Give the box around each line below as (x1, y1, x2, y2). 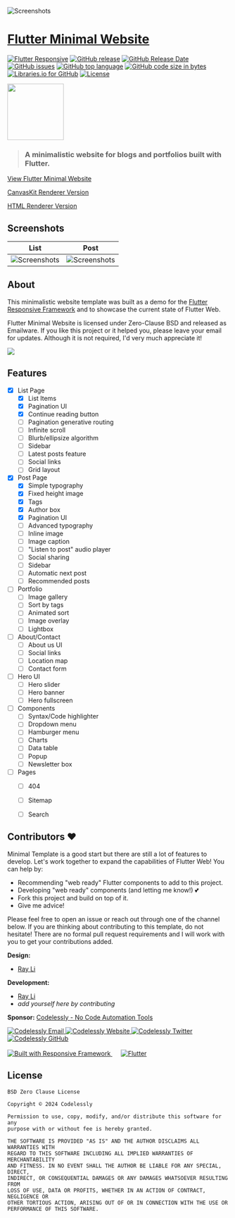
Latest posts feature (27, 449, 87, 458)
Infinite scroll (27, 425, 65, 434)
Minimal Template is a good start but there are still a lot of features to (7, 850, 208, 858)
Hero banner (27, 688, 65, 697)
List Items (27, 394, 57, 402)
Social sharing (27, 553, 70, 561)
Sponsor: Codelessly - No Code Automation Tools (7, 1013, 153, 1021)
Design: (7, 951, 31, 959)
